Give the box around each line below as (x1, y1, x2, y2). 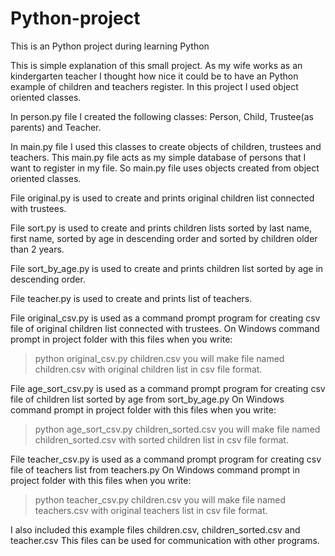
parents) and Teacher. (10, 121, 102, 133)
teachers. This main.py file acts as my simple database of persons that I (10, 151, 307, 163)
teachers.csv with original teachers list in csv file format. (34, 504, 268, 516)
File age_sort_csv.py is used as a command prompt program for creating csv (10, 382, 326, 394)
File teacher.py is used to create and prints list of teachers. (10, 292, 253, 304)
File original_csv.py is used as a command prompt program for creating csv (10, 312, 321, 324)
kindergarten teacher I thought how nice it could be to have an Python (10, 70, 299, 82)
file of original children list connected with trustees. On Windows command (10, 322, 320, 334)
